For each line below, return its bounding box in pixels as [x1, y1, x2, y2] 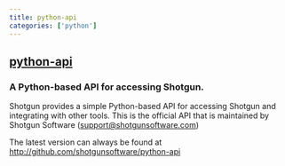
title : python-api [9, 12, 77, 22]
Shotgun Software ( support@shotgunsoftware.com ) [9, 120, 200, 130]
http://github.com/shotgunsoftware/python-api [9, 146, 181, 157]
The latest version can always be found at [9, 137, 162, 147]
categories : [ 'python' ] [9, 21, 98, 30]
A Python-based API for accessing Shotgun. [9, 81, 204, 93]
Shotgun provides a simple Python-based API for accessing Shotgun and [9, 101, 277, 112]
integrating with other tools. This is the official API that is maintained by [9, 110, 269, 121]
